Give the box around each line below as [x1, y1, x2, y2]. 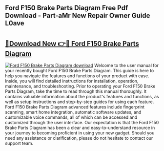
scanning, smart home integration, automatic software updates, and [5, 109, 142, 115]
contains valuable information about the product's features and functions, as [5, 94, 159, 99]
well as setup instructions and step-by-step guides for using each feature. [5, 99, 154, 105]
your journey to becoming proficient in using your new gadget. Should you [5, 130, 155, 136]
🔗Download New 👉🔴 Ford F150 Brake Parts [5, 39, 139, 48]
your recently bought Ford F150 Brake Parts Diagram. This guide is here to [5, 68, 154, 73]
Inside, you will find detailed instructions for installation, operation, [5, 78, 139, 84]
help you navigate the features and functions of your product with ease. [5, 73, 150, 79]
